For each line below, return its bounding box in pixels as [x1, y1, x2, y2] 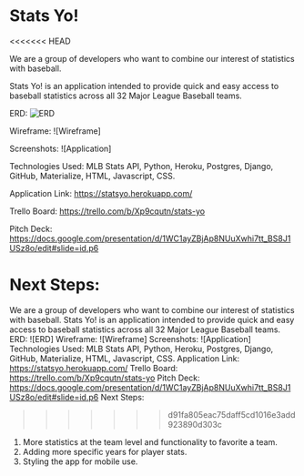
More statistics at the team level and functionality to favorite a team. [22, 436, 278, 447]
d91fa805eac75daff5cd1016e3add [167, 409, 296, 420]
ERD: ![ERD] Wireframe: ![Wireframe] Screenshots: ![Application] [9, 333, 252, 344]
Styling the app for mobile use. [22, 456, 138, 467]
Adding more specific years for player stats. [22, 446, 187, 457]
